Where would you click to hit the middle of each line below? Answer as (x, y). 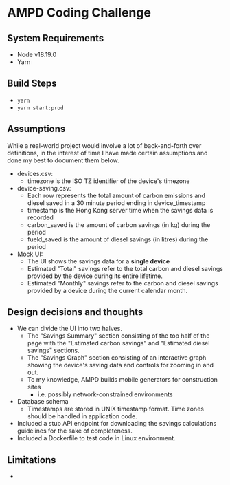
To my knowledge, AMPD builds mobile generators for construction (123, 380)
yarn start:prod (40, 108)
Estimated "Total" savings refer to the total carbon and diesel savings (125, 268)
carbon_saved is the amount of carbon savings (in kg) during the (119, 224)
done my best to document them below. (64, 160)
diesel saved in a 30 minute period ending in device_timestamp (116, 203)
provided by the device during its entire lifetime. (95, 276)
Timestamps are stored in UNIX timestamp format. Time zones (116, 409)
